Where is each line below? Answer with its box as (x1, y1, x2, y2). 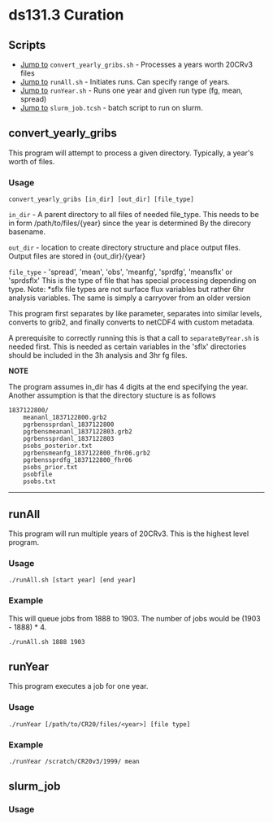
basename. (8, 227, 46, 237)
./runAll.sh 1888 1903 (8, 638, 85, 646)
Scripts (8, 38, 46, 52)
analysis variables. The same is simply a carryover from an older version (8, 293, 251, 303)
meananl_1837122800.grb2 (23, 413, 107, 422)
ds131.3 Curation (8, 6, 124, 24)
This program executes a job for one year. (8, 681, 149, 691)
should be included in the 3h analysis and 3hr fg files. (8, 351, 188, 360)
